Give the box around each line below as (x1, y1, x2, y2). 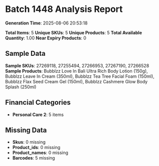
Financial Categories (5, 98, 71, 107)
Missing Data (5, 126, 47, 134)
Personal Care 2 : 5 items (12, 111, 64, 118)
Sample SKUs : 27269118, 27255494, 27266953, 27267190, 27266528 (5, 62, 150, 68)
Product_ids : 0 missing (12, 145, 61, 151)
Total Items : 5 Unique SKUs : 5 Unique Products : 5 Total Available (5, 29, 142, 35)
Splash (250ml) (5, 84, 36, 90)
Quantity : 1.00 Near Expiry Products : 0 (5, 35, 86, 41)
